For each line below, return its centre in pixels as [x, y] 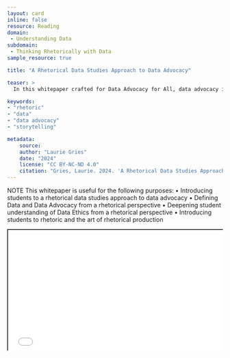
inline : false [27, 20]
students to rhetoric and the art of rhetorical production [85, 219]
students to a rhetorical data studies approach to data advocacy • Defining [113, 198]
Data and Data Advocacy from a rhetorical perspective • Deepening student [114, 205]
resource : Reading [33, 26]
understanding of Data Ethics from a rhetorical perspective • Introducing [110, 212]
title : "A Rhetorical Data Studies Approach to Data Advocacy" [99, 70]
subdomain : [23, 45]
